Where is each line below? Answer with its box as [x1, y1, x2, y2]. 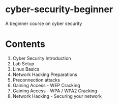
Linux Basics [12, 66, 40, 72]
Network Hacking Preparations [12, 71, 78, 77]
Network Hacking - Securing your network [12, 93, 102, 99]
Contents [5, 38, 46, 50]
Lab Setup [12, 60, 35, 67]
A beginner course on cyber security [5, 20, 82, 27]
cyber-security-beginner [5, 4, 113, 15]
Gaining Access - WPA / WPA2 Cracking [12, 88, 98, 94]
